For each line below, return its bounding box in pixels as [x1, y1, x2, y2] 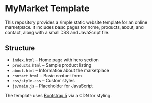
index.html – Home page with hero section [12, 57, 99, 63]
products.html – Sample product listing [12, 62, 91, 68]
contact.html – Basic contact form [12, 72, 82, 78]
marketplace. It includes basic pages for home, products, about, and [5, 24, 144, 30]
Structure [5, 44, 35, 52]
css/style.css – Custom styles [12, 77, 75, 83]
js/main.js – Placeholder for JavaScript [12, 83, 93, 89]
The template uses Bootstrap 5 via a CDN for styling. [5, 92, 112, 98]
